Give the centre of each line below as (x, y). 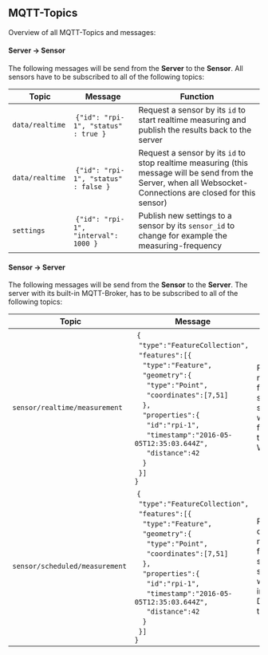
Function (197, 97)
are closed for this (222, 193)
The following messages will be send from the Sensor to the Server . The (128, 285)
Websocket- (225, 183)
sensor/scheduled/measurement (70, 566)
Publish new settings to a (185, 216)
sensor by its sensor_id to (187, 226)
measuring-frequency (180, 246)
